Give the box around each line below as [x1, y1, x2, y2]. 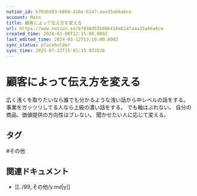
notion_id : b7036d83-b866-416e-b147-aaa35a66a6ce [6, 8, 132, 15]
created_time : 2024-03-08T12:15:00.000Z [6, 31, 108, 37]
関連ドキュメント [6, 166, 69, 176]
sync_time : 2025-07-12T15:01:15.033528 [6, 48, 105, 54]
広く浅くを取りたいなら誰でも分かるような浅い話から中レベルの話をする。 [6, 96, 189, 103]
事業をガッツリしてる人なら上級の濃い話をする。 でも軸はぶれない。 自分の [6, 103, 192, 111]
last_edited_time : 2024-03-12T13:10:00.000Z [6, 36, 118, 42]
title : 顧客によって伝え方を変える [6, 20, 82, 26]
